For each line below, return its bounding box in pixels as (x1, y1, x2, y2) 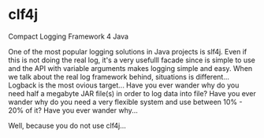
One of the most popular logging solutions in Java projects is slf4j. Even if (8, 47, 247, 56)
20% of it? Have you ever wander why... (8, 105, 138, 115)
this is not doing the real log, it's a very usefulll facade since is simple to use (8, 55, 256, 65)
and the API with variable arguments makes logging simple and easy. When (8, 63, 253, 73)
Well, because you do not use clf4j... (8, 121, 126, 130)
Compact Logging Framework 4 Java (8, 32, 128, 41)
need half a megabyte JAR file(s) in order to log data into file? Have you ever (8, 88, 256, 98)
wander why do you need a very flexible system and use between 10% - (8, 97, 243, 106)
